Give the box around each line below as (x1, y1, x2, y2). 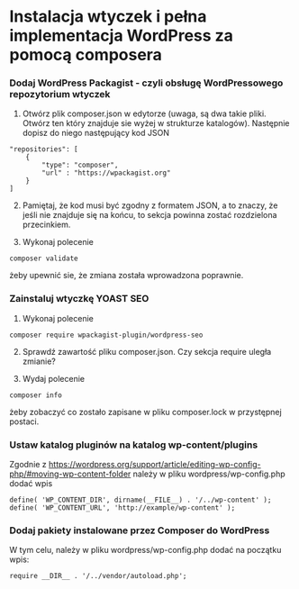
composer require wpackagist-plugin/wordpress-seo (9, 331, 204, 340)
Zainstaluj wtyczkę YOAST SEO (9, 293, 149, 305)
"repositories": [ (9, 145, 78, 154)
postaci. (9, 416, 40, 427)
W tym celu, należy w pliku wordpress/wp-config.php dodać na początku (9, 545, 282, 556)
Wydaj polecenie (22, 373, 86, 384)
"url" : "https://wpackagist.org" (41, 168, 171, 177)
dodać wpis (9, 478, 53, 489)
